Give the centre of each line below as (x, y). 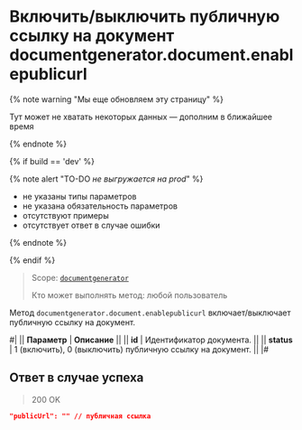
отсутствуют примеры (66, 215)
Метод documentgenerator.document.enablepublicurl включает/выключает (150, 313)
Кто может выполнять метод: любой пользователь (129, 294)
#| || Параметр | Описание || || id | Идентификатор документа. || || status (151, 340)
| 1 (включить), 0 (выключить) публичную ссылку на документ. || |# (139, 349)
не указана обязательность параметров (100, 206)
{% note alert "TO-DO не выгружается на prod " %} (106, 179)
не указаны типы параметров (79, 196)
